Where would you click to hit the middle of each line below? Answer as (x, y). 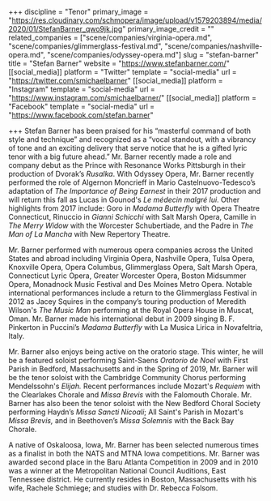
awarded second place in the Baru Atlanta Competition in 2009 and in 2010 (133, 462)
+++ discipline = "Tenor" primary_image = (78, 12)
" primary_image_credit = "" (168, 29)
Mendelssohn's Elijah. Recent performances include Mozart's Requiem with (134, 386)
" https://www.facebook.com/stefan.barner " (81, 115)
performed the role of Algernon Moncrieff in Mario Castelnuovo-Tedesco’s (132, 182)
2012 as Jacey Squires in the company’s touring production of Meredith (127, 302)
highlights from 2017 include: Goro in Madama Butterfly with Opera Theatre (134, 208)
